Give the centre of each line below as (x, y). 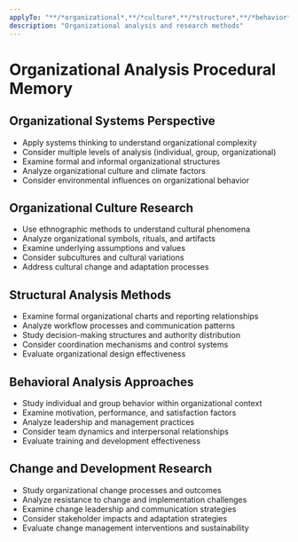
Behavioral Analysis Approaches (102, 382)
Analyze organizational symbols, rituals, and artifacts (118, 239)
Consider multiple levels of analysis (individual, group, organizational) (149, 152)
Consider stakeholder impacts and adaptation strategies (125, 518)
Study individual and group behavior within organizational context (142, 403)
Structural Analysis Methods (90, 295)
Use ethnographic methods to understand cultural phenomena (136, 229)
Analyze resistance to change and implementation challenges (134, 499)
